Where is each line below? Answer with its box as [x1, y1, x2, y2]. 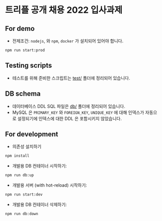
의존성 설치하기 [12, 143, 42, 150]
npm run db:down [5, 211, 38, 216]
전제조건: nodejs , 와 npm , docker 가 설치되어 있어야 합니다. [12, 38, 124, 44]
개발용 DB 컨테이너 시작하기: [12, 163, 67, 169]
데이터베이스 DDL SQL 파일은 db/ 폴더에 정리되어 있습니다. [12, 103, 125, 109]
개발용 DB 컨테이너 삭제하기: [12, 201, 67, 207]
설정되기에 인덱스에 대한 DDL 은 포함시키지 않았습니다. [17, 115, 122, 121]
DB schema [5, 89, 41, 98]
